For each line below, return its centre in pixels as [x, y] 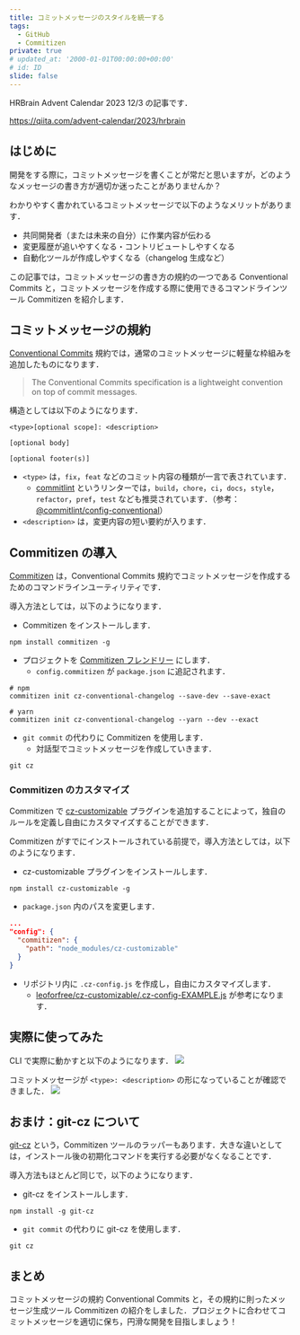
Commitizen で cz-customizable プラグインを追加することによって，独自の [148, 811]
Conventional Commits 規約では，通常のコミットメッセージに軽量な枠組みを [150, 353]
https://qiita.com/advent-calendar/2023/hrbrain [97, 120]
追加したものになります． [57, 364]
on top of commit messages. [84, 392]
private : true [36, 51]
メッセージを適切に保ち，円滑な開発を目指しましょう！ [135, 1322]
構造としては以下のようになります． [76, 410]
